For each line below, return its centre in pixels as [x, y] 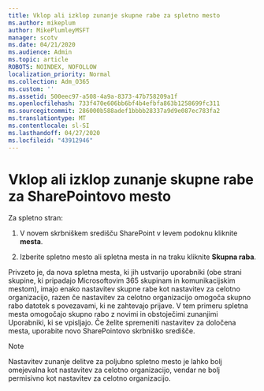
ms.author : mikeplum [42, 23]
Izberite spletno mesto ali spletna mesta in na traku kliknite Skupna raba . [138, 257]
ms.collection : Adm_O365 [49, 81]
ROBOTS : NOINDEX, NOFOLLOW [52, 67]
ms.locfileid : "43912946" [50, 140]
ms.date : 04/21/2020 [42, 45]
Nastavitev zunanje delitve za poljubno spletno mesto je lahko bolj [115, 362]
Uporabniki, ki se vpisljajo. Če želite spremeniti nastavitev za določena [122, 323]
